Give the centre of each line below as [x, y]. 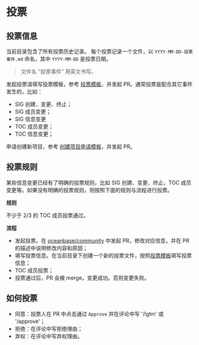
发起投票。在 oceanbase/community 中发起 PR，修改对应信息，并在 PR [102, 240]
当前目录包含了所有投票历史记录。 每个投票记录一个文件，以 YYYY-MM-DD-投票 [99, 51]
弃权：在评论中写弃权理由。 [49, 336]
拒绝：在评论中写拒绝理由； [49, 328]
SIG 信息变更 [30, 119]
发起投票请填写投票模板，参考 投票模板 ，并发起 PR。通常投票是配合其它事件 [99, 84]
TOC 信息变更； [34, 134]
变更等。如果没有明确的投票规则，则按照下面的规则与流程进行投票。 [89, 190]
